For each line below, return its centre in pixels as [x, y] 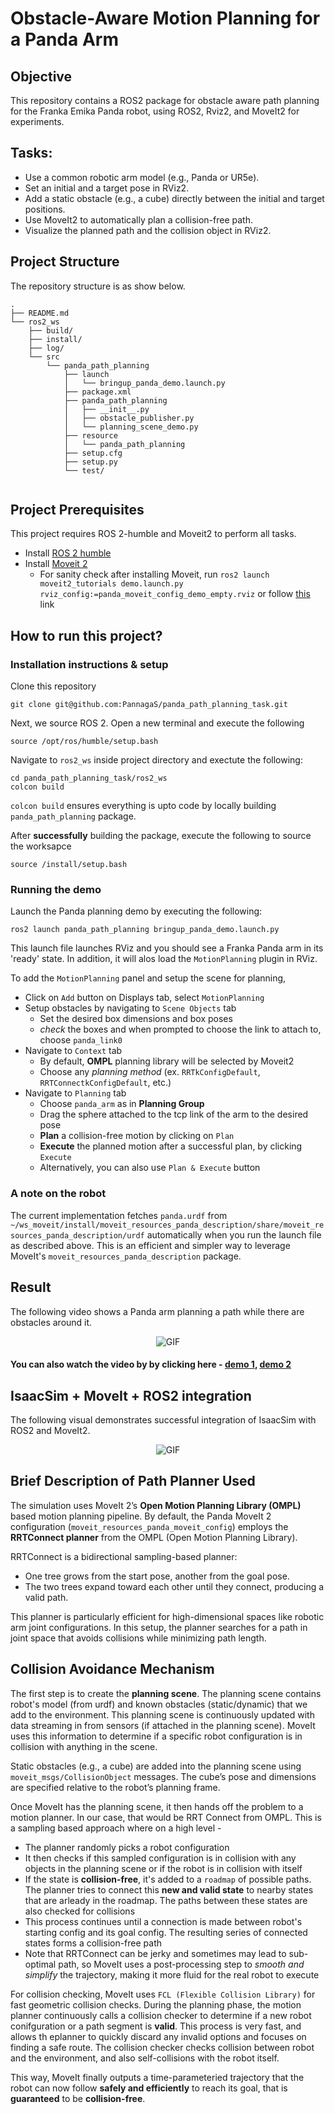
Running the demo [56, 890]
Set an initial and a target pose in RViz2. [107, 188]
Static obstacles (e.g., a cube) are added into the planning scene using [156, 1766]
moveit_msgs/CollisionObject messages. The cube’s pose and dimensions [163, 1776]
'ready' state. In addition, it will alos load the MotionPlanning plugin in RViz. [164, 959]
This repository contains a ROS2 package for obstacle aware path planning [165, 100]
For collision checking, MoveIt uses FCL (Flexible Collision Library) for [163, 1994]
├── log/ [46, 348]
